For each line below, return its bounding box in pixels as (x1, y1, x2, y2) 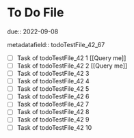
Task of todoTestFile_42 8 (16, 108, 90, 116)
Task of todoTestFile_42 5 (16, 85, 90, 93)
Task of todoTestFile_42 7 (16, 100, 90, 109)
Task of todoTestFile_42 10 (16, 123, 92, 131)
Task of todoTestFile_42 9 (16, 115, 90, 124)
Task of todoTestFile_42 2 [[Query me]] (16, 61, 128, 70)
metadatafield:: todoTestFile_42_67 (7, 40, 105, 49)
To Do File (7, 5, 64, 20)
